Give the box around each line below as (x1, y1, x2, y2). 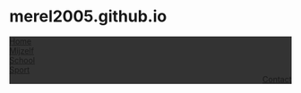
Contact (262, 73, 292, 84)
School (9, 55, 36, 65)
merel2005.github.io (9, 6, 168, 27)
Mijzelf (9, 45, 34, 55)
